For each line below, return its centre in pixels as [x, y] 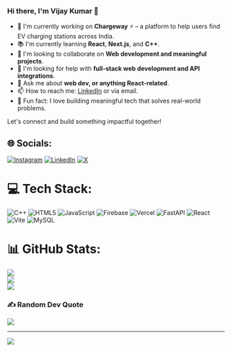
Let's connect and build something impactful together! [84, 122]
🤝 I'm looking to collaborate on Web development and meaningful [112, 54]
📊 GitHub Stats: [54, 249]
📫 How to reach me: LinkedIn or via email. [77, 91]
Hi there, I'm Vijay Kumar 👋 [53, 11]
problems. [31, 108]
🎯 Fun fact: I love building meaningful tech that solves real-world [109, 101]
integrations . [36, 76]
